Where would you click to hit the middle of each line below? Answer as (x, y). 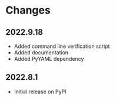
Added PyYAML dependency (49, 59)
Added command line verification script (62, 46)
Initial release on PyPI (40, 92)
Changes (28, 10)
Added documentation (41, 53)
